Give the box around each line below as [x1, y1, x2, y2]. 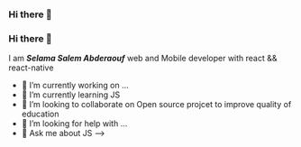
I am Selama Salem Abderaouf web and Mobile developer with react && [8, 53, 278, 64]
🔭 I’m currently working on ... [21, 80, 129, 91]
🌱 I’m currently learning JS [21, 89, 121, 100]
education [21, 108, 59, 120]
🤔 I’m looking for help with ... [21, 118, 128, 129]
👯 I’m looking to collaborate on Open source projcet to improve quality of [21, 99, 292, 110]
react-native [8, 62, 54, 73]
